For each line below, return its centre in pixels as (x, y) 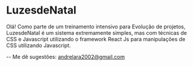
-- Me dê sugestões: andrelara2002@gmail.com (66, 57)
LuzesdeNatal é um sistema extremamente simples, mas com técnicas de (96, 32)
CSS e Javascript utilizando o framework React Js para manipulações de (96, 39)
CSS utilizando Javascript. (39, 45)
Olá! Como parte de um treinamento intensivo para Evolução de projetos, (96, 27)
